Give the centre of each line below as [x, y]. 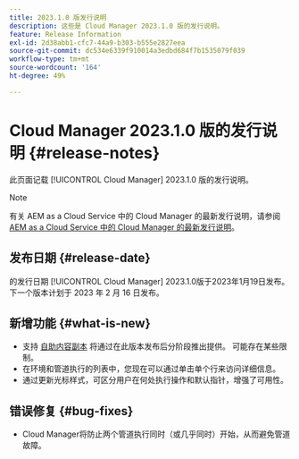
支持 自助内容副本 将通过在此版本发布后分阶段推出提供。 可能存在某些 [150, 346]
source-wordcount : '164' [55, 68]
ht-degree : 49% [37, 76]
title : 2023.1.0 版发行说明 [58, 17]
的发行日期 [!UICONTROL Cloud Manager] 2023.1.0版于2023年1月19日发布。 [149, 281]
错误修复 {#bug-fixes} [71, 411]
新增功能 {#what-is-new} [80, 323]
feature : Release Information [66, 34]
